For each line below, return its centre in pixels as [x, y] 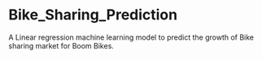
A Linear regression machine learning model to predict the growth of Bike [131, 37]
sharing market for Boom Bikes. [61, 45]
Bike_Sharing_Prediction [93, 15]
